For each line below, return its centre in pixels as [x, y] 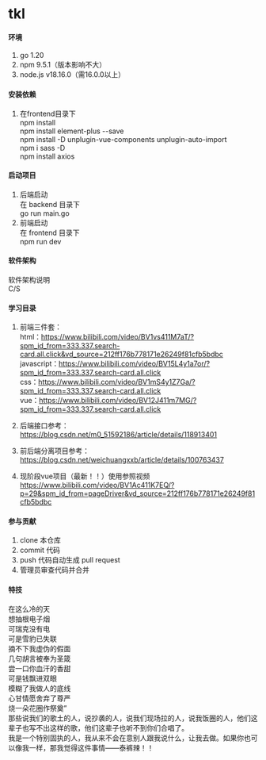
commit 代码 [40, 550]
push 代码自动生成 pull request [70, 560]
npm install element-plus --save [72, 131]
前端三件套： [40, 327]
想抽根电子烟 [29, 619]
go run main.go [44, 213]
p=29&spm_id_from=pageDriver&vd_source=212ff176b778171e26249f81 [137, 493]
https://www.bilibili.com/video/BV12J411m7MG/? [118, 401]
